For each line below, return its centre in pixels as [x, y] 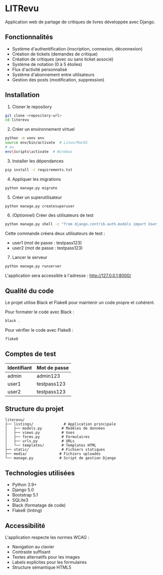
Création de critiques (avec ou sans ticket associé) [63, 59]
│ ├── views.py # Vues [40, 433]
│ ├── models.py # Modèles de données [55, 429]
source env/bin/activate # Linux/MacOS [47, 143]
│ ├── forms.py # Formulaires [48, 437]
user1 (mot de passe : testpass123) [47, 243]
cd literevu [17, 120]
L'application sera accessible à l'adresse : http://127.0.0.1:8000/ [68, 276]
